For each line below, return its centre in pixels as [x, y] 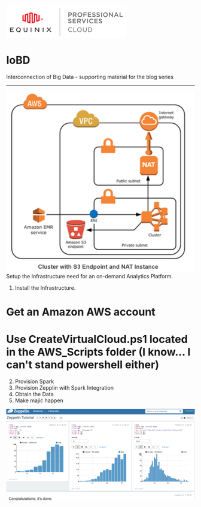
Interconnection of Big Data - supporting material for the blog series [90, 77]
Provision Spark [34, 381]
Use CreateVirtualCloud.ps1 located [97, 339]
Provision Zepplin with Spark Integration [64, 387]
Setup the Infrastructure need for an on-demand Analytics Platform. [90, 276]
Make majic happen [39, 400]
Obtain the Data [34, 394]
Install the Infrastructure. [45, 288]
